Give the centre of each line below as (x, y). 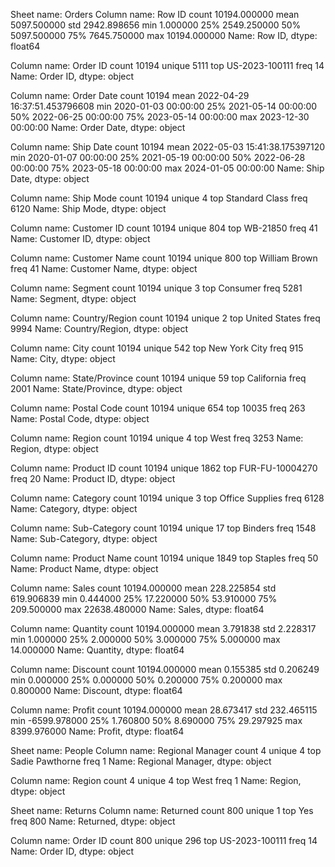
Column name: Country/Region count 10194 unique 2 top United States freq (165, 318)
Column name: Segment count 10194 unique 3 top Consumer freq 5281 (156, 288)
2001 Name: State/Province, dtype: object (96, 388)
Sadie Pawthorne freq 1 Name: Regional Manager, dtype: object (141, 761)
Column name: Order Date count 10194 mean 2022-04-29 (130, 95)
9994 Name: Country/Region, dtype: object (99, 328)
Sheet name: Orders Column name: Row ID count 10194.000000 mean (155, 14)
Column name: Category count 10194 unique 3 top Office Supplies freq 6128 (167, 498)
